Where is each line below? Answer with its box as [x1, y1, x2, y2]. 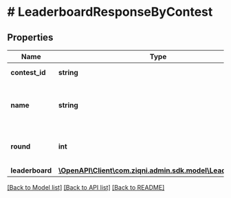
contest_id [10, 68, 46, 77]
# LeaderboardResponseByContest [7, 4, 213, 20]
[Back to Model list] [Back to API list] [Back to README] [7, 184, 165, 191]
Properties [7, 32, 54, 43]
